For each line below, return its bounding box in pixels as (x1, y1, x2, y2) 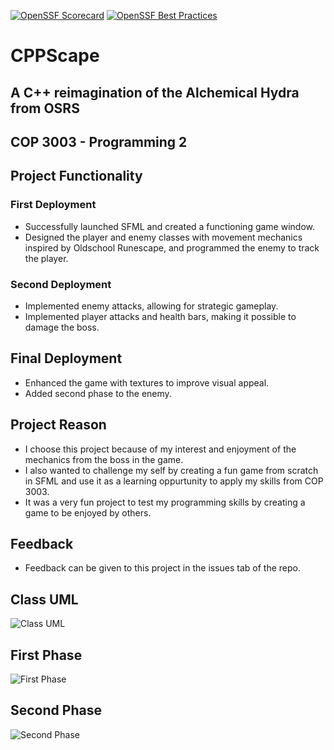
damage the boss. (24, 321, 100, 333)
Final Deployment (10, 350, 123, 367)
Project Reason (10, 416, 107, 434)
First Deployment (10, 198, 97, 212)
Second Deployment (10, 277, 112, 291)
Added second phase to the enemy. (24, 387, 172, 399)
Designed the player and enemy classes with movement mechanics (24, 231, 303, 243)
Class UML (10, 591, 79, 608)
